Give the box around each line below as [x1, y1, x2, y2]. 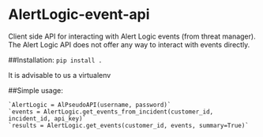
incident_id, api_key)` [8, 114, 87, 123]
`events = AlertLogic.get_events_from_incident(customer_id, [8, 108, 214, 116]
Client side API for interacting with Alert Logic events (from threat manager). [8, 31, 256, 41]
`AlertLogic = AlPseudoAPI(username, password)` [8, 101, 171, 109]
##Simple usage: [8, 85, 63, 95]
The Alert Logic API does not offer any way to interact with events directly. [8, 39, 250, 49]
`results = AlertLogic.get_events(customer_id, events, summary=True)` [8, 121, 249, 129]
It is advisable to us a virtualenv [8, 70, 111, 80]
